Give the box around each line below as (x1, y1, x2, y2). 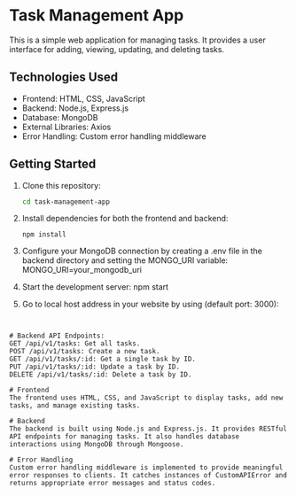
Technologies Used (9, 70, 118, 85)
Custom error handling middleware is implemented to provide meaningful (9, 463, 284, 472)
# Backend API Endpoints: (9, 331, 105, 341)
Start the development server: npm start (21, 282, 169, 292)
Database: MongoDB (21, 112, 98, 122)
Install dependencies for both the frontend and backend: (21, 213, 229, 224)
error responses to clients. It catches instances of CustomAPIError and (9, 471, 288, 480)
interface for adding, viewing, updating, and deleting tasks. (9, 43, 224, 54)
